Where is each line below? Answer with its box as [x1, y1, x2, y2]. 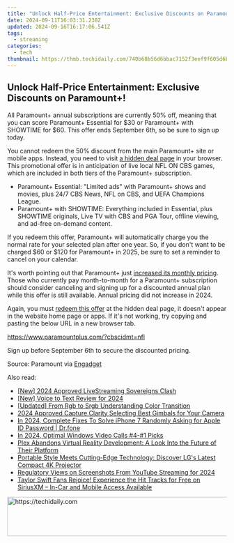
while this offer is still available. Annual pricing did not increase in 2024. [7, 291, 213, 299]
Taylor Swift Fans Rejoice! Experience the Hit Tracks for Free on [17, 475, 201, 484]
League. [17, 197, 41, 206]
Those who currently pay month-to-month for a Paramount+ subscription [7, 276, 218, 284]
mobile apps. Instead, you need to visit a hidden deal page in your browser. [7, 154, 223, 162]
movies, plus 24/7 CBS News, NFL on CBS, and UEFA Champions [17, 190, 205, 198]
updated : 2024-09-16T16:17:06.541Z [7, 23, 111, 30]
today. [7, 133, 26, 142]
